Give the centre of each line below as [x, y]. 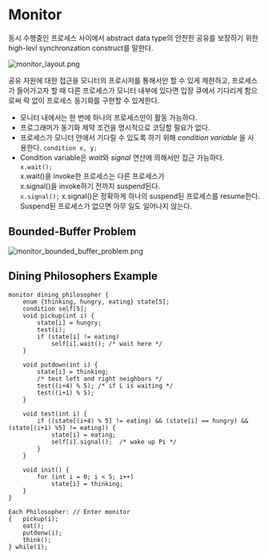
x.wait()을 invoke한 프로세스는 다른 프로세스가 [92, 176]
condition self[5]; [55, 309]
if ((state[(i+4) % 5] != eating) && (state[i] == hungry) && [143, 421]
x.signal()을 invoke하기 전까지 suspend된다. [90, 186]
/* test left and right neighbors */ [100, 379]
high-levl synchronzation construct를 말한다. [81, 48]
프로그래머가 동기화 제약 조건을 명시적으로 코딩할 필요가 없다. [115, 127]
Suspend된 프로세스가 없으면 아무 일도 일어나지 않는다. [106, 206]
